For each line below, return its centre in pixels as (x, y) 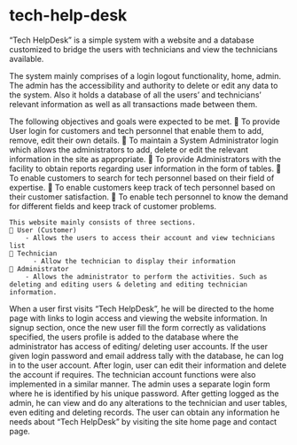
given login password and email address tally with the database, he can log (146, 355)
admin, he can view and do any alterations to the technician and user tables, (148, 402)
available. (27, 59)
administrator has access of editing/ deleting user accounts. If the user (139, 346)
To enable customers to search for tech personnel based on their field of (142, 177)
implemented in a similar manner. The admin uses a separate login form (140, 384)
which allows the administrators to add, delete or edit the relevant (129, 149)
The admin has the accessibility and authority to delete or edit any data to (144, 85)
